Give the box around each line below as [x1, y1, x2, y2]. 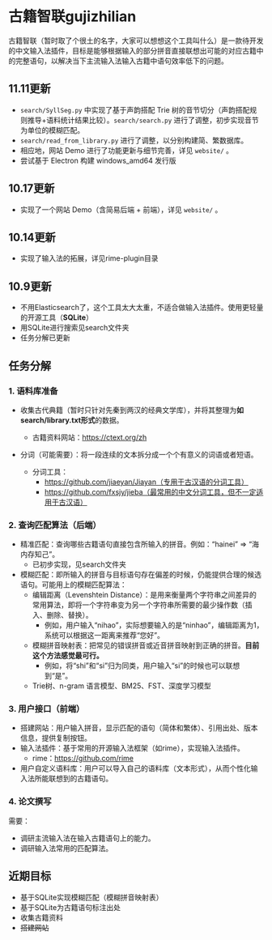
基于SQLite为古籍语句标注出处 [19, 902, 121, 912]
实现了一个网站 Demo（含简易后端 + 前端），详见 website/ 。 [19, 204, 223, 215]
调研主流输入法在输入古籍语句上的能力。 [19, 833, 155, 843]
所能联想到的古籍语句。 [34, 774, 113, 784]
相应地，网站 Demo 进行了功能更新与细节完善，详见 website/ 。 [19, 145, 233, 155]
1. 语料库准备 [8, 385, 58, 397]
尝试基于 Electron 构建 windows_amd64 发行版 [19, 155, 176, 165]
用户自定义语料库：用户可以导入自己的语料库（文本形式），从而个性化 [19, 763, 251, 773]
